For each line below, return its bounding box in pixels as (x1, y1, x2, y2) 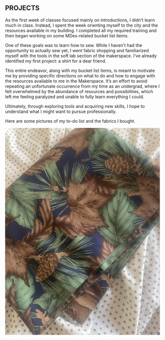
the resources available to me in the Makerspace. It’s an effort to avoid (5, 78, 147, 84)
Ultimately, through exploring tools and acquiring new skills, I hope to (5, 103, 145, 109)
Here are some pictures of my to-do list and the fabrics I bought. (5, 118, 136, 124)
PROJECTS (5, 4, 40, 12)
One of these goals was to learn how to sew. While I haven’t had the (5, 42, 142, 48)
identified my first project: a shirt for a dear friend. (5, 58, 107, 64)
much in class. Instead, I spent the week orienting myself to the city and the (5, 22, 158, 28)
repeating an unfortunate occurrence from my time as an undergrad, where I (5, 83, 160, 89)
